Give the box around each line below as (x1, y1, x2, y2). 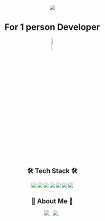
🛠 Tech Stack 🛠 (27, 167, 78, 175)
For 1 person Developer (4, 22, 101, 33)
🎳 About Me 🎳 (31, 197, 74, 205)
